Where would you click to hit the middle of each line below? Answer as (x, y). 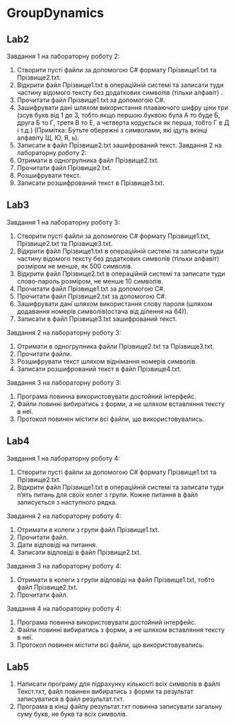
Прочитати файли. (44, 354)
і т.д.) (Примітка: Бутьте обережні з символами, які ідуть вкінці (112, 130)
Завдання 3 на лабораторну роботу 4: (64, 566)
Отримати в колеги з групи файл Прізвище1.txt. (88, 529)
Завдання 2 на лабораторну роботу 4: (64, 516)
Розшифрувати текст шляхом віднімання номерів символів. (107, 361)
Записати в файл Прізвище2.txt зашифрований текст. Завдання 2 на (119, 145)
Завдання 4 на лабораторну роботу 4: (64, 608)
